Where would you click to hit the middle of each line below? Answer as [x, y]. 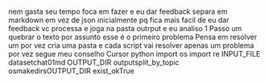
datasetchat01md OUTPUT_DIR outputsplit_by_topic [94, 62]
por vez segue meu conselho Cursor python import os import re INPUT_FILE [134, 54]
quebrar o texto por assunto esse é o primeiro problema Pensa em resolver [133, 37]
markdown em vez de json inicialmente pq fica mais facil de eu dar [119, 20]
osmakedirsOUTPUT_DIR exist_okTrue [71, 71]
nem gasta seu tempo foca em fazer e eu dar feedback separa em [118, 12]
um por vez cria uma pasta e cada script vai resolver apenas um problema [132, 45]
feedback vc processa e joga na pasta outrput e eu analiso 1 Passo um [126, 28]
